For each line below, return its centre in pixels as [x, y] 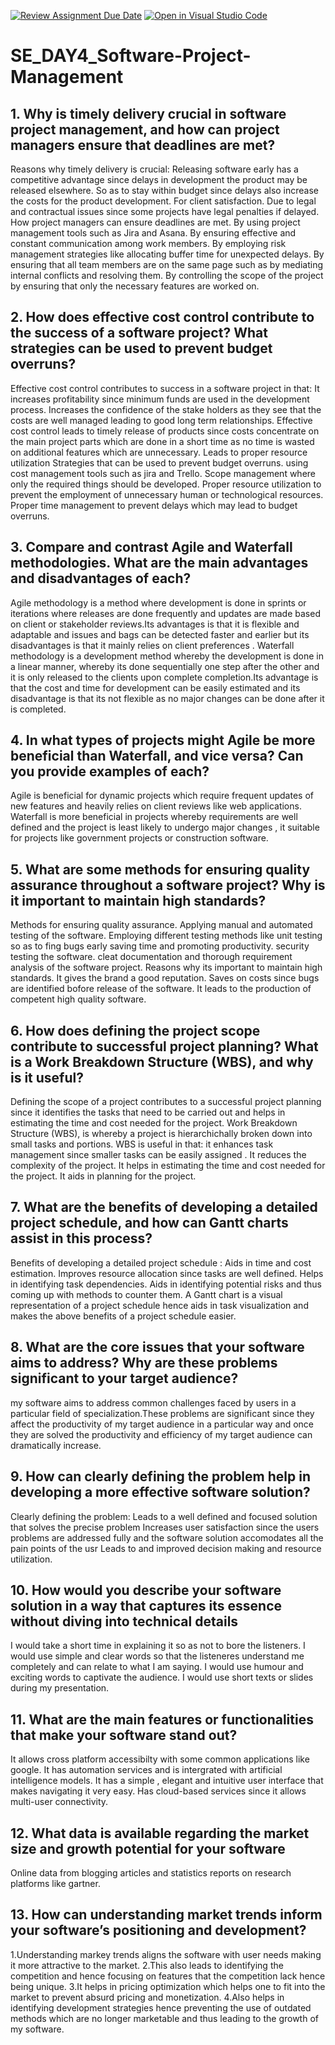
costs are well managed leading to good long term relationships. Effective [161, 420]
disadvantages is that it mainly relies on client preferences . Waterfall [152, 645]
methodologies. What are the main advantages [159, 563]
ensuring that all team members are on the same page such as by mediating [167, 264]
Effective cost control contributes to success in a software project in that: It [165, 388]
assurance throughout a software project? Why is [168, 885]
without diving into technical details [124, 1621]
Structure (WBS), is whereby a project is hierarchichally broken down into [161, 1134]
